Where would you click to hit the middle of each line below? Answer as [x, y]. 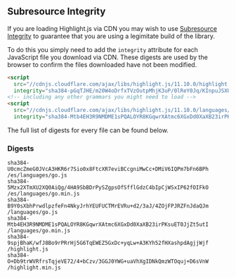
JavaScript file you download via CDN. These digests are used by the [108, 57]
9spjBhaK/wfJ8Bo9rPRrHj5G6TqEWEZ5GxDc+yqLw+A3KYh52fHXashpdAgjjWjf [108, 243]
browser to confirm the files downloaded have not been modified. [102, 64]
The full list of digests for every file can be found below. [88, 130]
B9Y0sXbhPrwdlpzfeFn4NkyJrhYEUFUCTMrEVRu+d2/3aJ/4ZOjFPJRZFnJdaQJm [108, 206]
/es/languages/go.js [38, 175]
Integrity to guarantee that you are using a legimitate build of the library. [111, 36]
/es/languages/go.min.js [44, 194]
